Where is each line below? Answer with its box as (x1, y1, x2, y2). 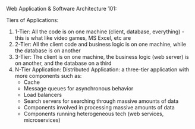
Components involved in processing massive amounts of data (23, 104, 175, 111)
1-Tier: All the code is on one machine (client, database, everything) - (14, 28, 184, 35)
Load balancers (23, 92, 62, 98)
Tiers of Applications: (6, 17, 59, 23)
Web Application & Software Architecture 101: (6, 5, 117, 12)
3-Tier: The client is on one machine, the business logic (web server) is (14, 54, 189, 60)
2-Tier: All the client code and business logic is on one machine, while (14, 41, 186, 48)
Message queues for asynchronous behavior (23, 85, 134, 92)
